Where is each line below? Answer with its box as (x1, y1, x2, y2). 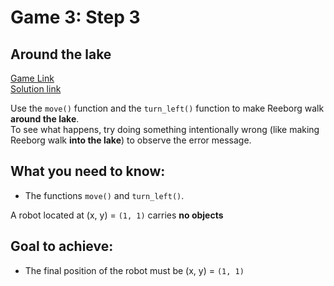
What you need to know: (10, 163, 166, 180)
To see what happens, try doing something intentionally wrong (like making (10, 124, 320, 135)
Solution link (10, 83, 62, 95)
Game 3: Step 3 (10, 6, 141, 29)
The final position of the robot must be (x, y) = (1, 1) (24, 264, 245, 276)
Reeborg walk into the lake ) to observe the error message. (10, 134, 252, 146)
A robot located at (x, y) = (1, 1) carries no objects (10, 209, 224, 221)
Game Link (10, 72, 55, 84)
